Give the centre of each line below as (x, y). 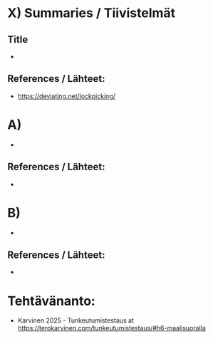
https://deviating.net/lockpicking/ (67, 96)
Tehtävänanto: (52, 301)
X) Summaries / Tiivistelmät (92, 13)
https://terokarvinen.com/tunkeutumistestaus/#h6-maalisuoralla (112, 328)
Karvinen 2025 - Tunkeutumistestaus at (76, 320)
